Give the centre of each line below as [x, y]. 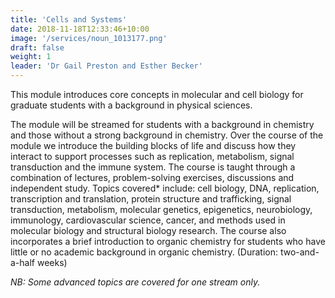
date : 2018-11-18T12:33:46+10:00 [80, 29]
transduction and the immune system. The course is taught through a [153, 167]
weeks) [52, 262]
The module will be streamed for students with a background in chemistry [162, 124]
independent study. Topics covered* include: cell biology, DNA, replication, [165, 188]
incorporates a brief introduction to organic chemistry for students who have [168, 241]
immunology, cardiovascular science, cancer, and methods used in [148, 220]
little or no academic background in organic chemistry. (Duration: [144, 252]
